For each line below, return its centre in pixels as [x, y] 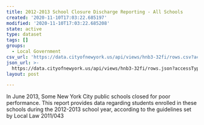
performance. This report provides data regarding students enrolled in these [102, 103]
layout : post [23, 74]
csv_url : [17, 57]
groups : [16, 46]
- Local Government [36, 52]
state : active [24, 29]
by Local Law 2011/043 [35, 116]
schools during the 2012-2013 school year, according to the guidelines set [99, 109]
